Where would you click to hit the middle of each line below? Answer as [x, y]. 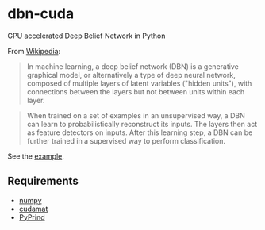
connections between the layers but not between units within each [136, 91]
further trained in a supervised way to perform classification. [126, 140]
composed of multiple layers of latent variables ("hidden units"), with [139, 83]
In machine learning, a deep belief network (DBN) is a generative [132, 66]
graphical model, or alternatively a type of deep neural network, [131, 75]
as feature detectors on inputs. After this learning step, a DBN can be [140, 132]
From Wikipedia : [34, 51]
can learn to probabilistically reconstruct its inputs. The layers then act [142, 124]
